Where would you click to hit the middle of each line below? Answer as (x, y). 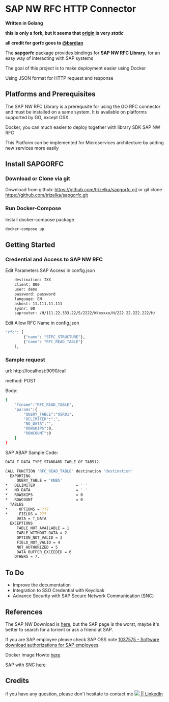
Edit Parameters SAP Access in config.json (50, 270)
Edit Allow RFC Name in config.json (42, 323)
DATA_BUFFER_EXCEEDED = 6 (44, 552)
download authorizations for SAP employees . (53, 645)
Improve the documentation (42, 585)
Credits (17, 681)
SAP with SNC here (25, 665)
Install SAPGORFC (35, 164)
